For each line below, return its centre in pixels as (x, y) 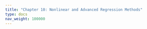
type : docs (16, 14)
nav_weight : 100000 (25, 19)
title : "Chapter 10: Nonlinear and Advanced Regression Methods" (74, 10)
